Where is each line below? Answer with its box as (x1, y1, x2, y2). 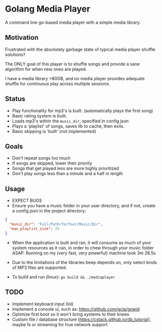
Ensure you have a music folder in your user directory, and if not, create (12, 203, 156, 209)
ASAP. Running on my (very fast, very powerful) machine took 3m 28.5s (12, 250, 156, 256)
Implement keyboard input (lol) (12, 301, 74, 307)
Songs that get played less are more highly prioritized (12, 166, 119, 171)
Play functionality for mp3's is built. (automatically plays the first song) (12, 108, 153, 114)
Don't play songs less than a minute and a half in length (12, 171, 123, 177)
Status (5, 95, 26, 103)
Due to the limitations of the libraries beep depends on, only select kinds (12, 259, 157, 265)
